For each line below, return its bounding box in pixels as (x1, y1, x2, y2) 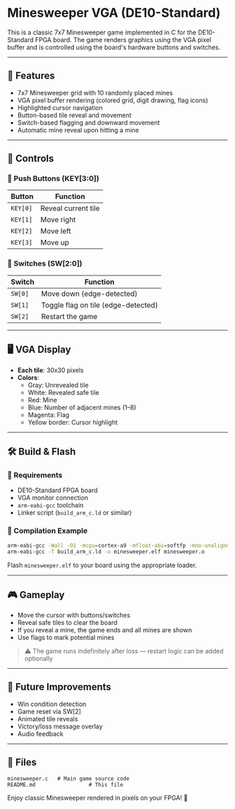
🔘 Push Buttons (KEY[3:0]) (7, 174, 99, 184)
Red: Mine (27, 395, 57, 404)
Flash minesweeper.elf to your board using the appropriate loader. (7, 561, 197, 569)
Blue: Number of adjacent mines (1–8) (27, 403, 136, 412)
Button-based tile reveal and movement (17, 111, 131, 119)
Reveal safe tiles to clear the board (17, 618, 117, 627)
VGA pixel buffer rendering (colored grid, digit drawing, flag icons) (17, 96, 208, 104)
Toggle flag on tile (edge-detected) (41, 300, 159, 310)
